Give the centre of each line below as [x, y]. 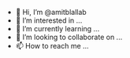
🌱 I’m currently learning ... [58, 29]
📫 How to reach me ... [52, 46]
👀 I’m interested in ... [49, 20]
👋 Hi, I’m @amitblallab [51, 12]
